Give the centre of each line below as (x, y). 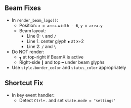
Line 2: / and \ (41, 46)
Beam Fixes (23, 8)
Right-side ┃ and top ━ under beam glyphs (62, 62)
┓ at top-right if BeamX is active (51, 57)
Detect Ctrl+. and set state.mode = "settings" (67, 100)
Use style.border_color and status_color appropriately (69, 67)
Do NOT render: (28, 52)
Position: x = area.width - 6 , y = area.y (61, 25)
